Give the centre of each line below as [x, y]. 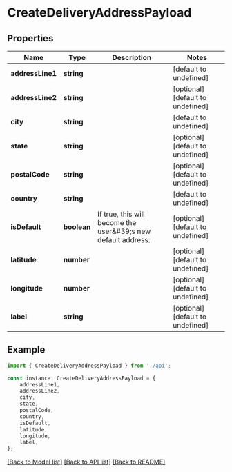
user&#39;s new [124, 231]
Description [132, 58]
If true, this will [121, 214]
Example [26, 350]
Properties [30, 38]
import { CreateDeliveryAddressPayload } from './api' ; [89, 366]
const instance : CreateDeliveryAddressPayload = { [81, 378]
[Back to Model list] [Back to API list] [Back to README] [86, 462]
